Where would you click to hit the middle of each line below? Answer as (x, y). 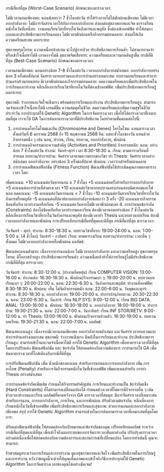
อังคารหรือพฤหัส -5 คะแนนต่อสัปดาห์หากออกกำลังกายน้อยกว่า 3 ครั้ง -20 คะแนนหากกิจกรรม (81, 199)
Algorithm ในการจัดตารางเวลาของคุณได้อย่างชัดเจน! (49, 464)
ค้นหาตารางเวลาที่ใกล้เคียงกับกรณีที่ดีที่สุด (38, 353)
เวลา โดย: (20, 172)
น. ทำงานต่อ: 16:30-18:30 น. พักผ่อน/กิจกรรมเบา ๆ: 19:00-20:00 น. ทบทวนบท (86, 278)
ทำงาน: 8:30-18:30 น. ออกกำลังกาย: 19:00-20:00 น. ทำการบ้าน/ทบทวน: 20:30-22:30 (82, 294)
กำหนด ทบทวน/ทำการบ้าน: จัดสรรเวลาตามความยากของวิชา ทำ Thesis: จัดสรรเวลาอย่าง (84, 156)
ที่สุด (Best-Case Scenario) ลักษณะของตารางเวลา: (50, 61)
